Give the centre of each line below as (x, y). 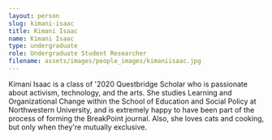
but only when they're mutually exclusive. (78, 127)
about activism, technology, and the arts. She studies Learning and (121, 92)
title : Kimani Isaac (43, 31)
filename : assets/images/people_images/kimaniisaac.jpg (105, 62)
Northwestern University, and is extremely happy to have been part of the (132, 109)
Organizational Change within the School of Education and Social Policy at (133, 101)
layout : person (34, 16)
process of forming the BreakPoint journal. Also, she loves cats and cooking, (136, 118)
